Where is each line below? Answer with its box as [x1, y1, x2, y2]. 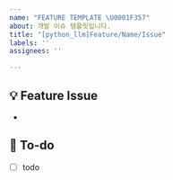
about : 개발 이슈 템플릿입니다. [9, 22, 111, 31]
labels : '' [9, 38, 50, 48]
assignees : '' [9, 47, 63, 56]
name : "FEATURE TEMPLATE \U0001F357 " [9, 13, 151, 22]
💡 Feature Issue [9, 87, 99, 103]
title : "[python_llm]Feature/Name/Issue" [9, 30, 167, 39]
